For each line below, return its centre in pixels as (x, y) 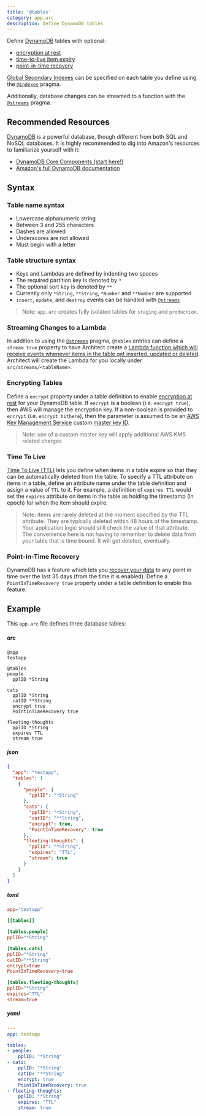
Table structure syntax (41, 260)
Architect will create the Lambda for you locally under (75, 360)
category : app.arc (30, 18)
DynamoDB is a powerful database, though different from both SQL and (97, 137)
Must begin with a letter (46, 244)
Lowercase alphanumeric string (56, 218)
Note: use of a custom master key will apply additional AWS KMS (104, 434)
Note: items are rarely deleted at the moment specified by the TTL (105, 515)
